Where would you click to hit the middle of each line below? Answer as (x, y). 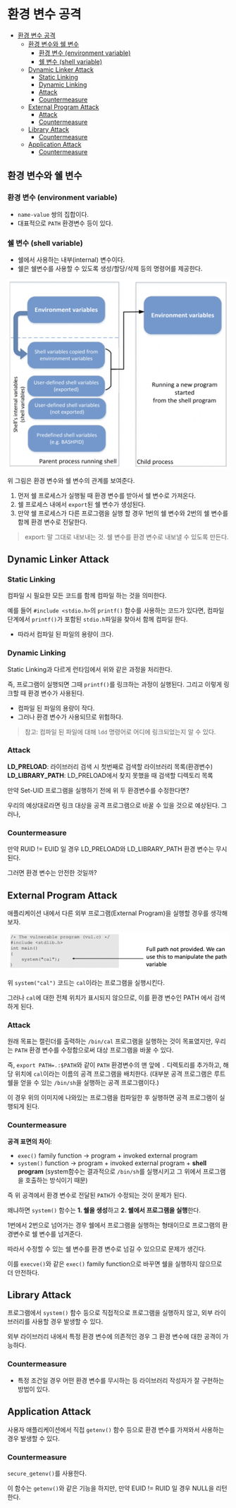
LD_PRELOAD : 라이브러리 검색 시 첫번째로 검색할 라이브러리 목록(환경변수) (110, 766)
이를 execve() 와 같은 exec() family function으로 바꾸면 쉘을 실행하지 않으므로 (115, 1264)
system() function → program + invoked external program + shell (112, 1163)
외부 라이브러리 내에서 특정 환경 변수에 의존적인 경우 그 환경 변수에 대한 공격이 (114, 1337)
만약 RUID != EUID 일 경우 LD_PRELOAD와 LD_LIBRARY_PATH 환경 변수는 (111, 849)
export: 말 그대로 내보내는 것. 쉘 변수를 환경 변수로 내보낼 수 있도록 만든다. (126, 536)
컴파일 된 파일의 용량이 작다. (56, 708)
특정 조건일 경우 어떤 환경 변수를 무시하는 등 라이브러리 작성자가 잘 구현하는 (121, 1380)
